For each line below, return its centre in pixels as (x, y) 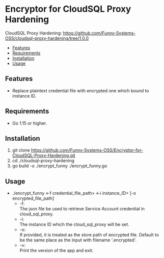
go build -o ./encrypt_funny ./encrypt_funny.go (60, 166)
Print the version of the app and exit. (56, 251)
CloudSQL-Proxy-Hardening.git (44, 155)
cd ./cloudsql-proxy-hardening (43, 161)
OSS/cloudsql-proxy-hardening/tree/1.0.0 (47, 38)
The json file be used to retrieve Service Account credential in (82, 209)
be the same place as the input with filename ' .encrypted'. (78, 240)
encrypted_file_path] (33, 198)
